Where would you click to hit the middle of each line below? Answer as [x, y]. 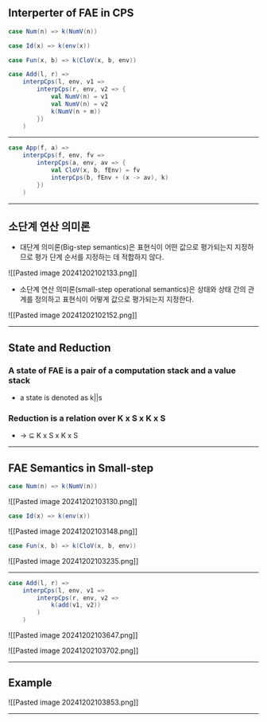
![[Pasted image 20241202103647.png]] [73, 635]
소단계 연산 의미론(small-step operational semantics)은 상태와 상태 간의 [133, 289]
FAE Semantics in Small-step [81, 468]
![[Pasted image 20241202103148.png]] [73, 531]
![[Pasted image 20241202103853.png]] [74, 702]
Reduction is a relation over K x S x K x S [87, 418]
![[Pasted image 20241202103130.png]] [73, 502]
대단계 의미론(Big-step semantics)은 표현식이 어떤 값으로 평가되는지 [126, 247]
